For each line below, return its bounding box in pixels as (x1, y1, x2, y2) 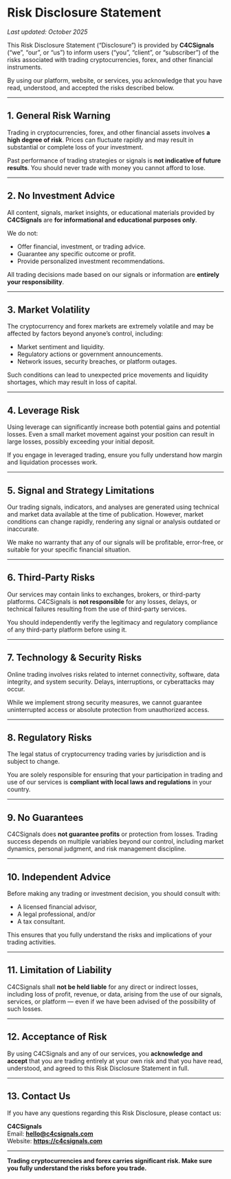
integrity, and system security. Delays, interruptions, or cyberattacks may (7, 677, 214, 686)
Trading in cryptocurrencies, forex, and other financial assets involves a (7, 128, 210, 136)
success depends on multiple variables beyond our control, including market (7, 837, 224, 846)
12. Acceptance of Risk (7, 1031, 107, 1043)
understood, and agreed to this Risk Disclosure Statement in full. (7, 1064, 190, 1072)
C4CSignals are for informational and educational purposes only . (7, 216, 197, 224)
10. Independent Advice (7, 871, 111, 883)
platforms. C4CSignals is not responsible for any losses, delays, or (7, 597, 197, 605)
